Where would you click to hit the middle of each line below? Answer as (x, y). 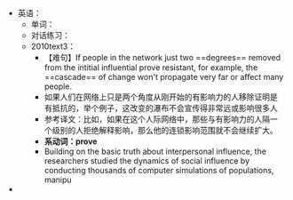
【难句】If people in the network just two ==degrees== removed (162, 57)
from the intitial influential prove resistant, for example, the (151, 68)
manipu (58, 180)
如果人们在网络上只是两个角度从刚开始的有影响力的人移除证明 (157, 97)
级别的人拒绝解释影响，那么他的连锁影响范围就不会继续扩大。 (165, 130)
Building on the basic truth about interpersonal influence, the (155, 151)
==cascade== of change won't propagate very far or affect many (164, 77)
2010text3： (53, 46)
